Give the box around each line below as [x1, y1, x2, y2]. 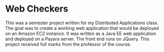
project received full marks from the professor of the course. [5, 41, 131, 47]
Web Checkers [5, 3, 69, 15]
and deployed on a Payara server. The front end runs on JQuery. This [5, 36, 150, 42]
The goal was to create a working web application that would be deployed [5, 25, 159, 31]
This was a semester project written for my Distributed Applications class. [5, 20, 159, 26]
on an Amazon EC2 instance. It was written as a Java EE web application [5, 30, 156, 36]
